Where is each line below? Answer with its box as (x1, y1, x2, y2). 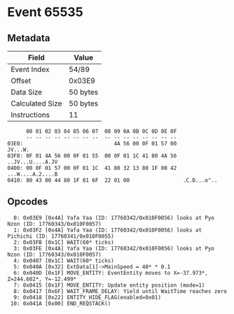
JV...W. (7, 146, 30, 153)
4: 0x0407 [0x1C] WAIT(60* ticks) (13, 257, 114, 264)
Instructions (11, 110, 50, 120)
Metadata (7, 32, 50, 44)
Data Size (11, 87, 43, 97)
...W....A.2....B (7, 171, 58, 178)
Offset (11, 76, 32, 85)
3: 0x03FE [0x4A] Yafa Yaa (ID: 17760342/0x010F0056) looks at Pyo (13, 245, 215, 252)
